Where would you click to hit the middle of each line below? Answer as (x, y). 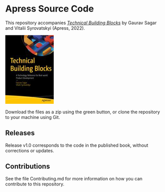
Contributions (28, 167)
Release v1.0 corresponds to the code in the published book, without (77, 145)
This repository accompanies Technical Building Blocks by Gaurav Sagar (81, 23)
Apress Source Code (50, 9)
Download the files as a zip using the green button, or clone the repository (83, 112)
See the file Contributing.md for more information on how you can (74, 178)
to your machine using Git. (33, 117)
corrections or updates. (30, 150)
